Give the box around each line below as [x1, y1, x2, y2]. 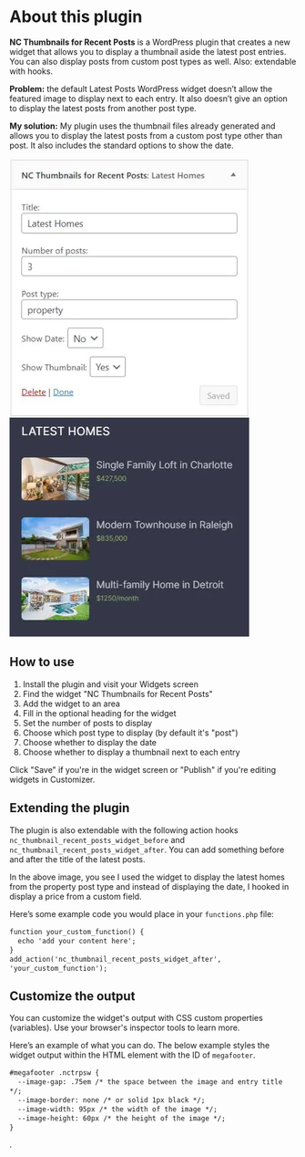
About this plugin [9, 6, 143, 27]
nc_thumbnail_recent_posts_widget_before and [9, 834, 185, 845]
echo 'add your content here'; [17, 936, 137, 945]
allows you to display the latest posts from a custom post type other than [9, 130, 283, 141]
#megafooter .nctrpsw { [9, 1068, 100, 1078]
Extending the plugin [9, 800, 130, 816]
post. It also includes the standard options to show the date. [9, 140, 234, 151]
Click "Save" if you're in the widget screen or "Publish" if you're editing [9, 764, 277, 775]
